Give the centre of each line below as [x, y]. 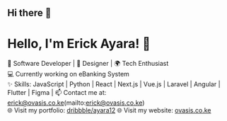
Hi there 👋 [29, 13]
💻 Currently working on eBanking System [68, 74]
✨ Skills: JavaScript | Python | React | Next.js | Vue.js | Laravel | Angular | [114, 84]
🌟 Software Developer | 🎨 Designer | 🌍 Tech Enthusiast [88, 64]
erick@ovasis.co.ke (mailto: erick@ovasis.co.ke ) [76, 103]
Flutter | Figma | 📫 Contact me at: [57, 93]
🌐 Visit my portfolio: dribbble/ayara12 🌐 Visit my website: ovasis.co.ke [109, 110]
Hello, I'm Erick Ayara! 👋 [79, 44]
